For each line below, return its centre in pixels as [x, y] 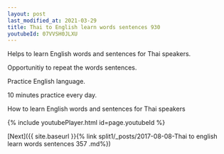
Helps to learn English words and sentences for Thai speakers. [99, 54]
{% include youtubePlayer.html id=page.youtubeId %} [86, 123]
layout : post [27, 14]
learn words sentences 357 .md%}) [59, 144]
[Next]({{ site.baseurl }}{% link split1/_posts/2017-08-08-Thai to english [113, 136]
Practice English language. [46, 82]
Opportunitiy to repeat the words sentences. [72, 67]
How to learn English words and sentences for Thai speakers [97, 109]
